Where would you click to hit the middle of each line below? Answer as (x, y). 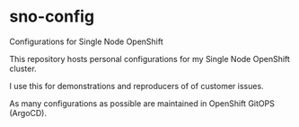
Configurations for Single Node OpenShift (86, 41)
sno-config (52, 17)
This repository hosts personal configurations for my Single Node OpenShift (149, 59)
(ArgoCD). (28, 113)
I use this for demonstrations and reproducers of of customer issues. (136, 86)
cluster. (23, 68)
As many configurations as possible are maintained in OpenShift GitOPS (142, 103)
